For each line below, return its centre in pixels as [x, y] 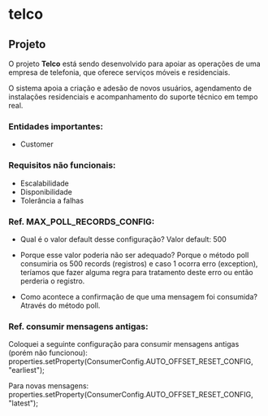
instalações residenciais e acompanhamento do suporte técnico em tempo [133, 97]
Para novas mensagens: [49, 386]
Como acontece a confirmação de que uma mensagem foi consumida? [139, 296]
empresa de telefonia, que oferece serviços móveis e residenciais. [119, 72]
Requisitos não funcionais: [62, 165]
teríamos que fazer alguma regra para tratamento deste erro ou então [136, 272]
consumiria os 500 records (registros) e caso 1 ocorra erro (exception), [139, 263]
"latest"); [24, 403]
